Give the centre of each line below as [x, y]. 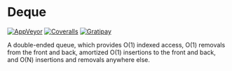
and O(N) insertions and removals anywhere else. [79, 59]
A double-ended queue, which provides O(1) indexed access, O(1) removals [116, 45]
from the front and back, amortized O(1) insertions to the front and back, [111, 52]
